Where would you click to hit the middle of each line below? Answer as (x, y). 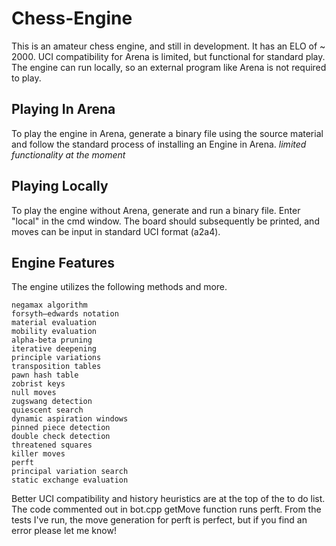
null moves (34, 393)
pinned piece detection (61, 428)
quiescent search (47, 410)
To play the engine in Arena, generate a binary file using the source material (167, 133)
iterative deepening (54, 349)
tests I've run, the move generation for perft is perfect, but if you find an (159, 520)
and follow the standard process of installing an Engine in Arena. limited (159, 144)
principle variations (56, 358)
